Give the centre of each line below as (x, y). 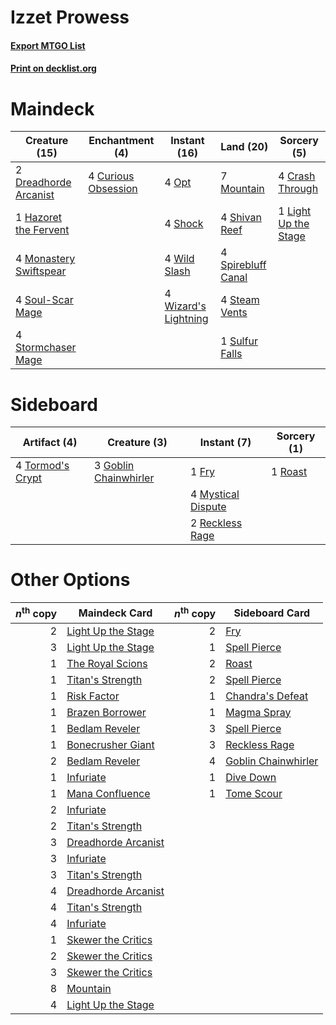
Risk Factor (93, 696)
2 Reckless (216, 523)
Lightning (186, 319)
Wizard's (185, 306)
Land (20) (244, 147)
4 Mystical (215, 494)
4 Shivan (241, 218)
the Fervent (42, 230)
